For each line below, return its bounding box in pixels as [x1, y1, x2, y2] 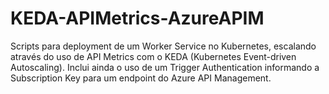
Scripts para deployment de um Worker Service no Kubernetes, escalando [10, 40, 317, 52]
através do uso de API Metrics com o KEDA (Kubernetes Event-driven [10, 50, 297, 62]
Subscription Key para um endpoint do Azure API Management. [10, 72, 272, 84]
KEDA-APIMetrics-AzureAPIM [10, 7, 265, 30]
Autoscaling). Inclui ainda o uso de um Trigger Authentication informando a [10, 61, 320, 73]
